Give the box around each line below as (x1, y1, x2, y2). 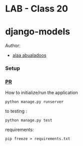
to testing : (5, 108, 27, 114)
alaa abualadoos (12, 52, 46, 58)
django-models (5, 26, 70, 38)
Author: (5, 43, 21, 49)
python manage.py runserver (5, 99, 64, 104)
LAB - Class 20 (5, 3, 68, 15)
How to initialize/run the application (5, 90, 78, 96)
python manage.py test (5, 118, 52, 123)
